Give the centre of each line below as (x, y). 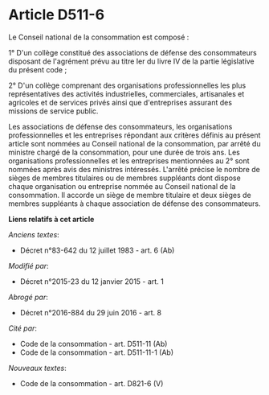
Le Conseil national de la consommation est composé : (99, 37)
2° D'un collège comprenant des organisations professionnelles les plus (127, 85)
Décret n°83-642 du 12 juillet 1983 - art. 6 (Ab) (97, 250)
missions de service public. (53, 111)
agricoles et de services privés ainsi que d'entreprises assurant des (120, 102)
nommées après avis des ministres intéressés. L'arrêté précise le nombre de (134, 169)
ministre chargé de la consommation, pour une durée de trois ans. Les (124, 152)
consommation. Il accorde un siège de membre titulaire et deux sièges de (130, 195)
